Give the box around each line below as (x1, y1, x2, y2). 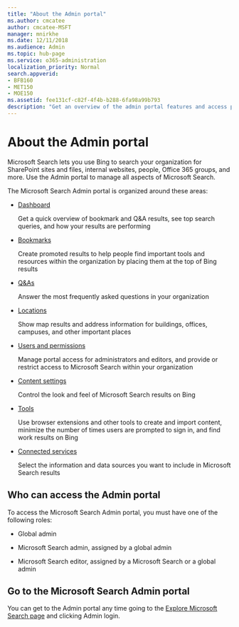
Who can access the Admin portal (7, 489, 161, 501)
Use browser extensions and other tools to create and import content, (17, 418, 223, 427)
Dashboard (17, 200, 51, 209)
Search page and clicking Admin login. (7, 611, 121, 621)
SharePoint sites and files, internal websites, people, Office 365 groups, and (7, 165, 230, 173)
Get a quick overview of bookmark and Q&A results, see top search (17, 214, 216, 223)
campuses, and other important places (17, 327, 132, 336)
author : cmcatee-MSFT (7, 24, 72, 31)
